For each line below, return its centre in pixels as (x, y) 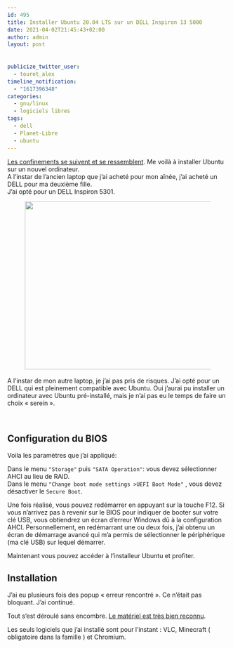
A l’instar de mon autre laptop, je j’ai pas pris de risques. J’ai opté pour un (113, 381)
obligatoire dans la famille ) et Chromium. (67, 637)
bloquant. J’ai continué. (41, 602)
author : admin (28, 37)
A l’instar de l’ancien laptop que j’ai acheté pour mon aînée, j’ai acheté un (112, 176)
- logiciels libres (42, 111)
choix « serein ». (31, 403)
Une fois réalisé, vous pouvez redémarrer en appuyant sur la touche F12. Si (116, 505)
